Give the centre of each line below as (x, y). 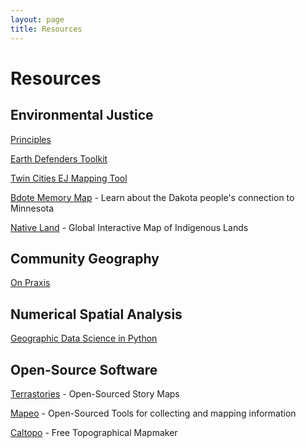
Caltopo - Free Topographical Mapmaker (94, 432)
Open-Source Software (84, 369)
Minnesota (32, 208)
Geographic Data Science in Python (84, 338)
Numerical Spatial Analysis (96, 314)
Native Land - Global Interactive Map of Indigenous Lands (129, 227)
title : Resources (46, 29)
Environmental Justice (82, 115)
